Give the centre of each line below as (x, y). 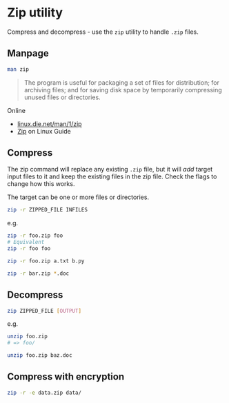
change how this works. (41, 184)
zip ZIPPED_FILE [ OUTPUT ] (44, 311)
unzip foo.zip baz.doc (40, 355)
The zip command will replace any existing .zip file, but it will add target (110, 169)
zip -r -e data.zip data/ (44, 393)
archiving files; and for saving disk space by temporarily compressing (123, 90)
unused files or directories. (62, 97)
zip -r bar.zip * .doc (38, 273)
